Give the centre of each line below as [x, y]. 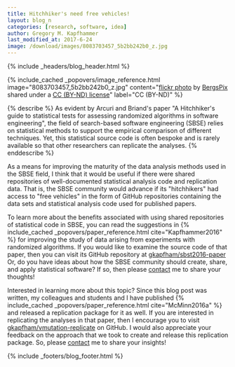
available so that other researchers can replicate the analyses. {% [102, 145]
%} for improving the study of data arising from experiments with [101, 240]
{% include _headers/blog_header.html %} [68, 66]
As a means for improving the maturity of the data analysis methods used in [117, 166]
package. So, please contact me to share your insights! [87, 342]
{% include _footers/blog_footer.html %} [65, 356]
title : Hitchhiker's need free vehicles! [69, 14]
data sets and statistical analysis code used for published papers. [102, 203]
